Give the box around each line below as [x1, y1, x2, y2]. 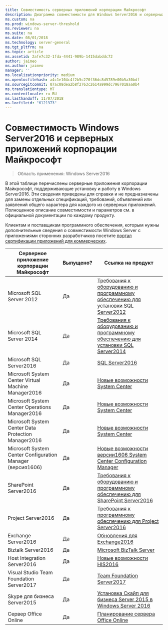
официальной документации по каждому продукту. [5, 213, 115, 219]
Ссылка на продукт [104, 259, 153, 266]
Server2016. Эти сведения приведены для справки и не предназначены [5, 191, 158, 197]
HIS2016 [97, 561, 119, 568]
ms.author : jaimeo [5, 63, 43, 68]
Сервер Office [7, 610, 42, 617]
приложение [16, 256, 49, 263]
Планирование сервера [97, 610, 155, 617]
